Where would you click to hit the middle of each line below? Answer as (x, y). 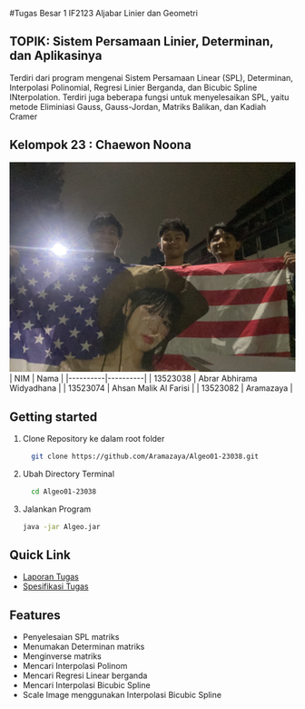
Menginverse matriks (62, 656)
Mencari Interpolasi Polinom (75, 666)
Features (35, 615)
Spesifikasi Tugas (55, 586)
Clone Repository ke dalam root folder (93, 438)
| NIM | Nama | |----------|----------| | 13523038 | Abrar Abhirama (133, 379)
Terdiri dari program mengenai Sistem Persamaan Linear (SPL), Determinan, (151, 77)
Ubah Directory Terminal (69, 474)
